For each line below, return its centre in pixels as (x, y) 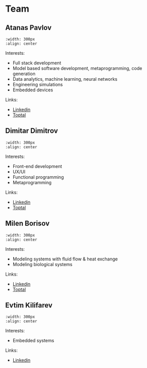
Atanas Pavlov (28, 28)
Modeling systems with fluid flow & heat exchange (65, 259)
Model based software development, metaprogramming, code (77, 68)
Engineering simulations (38, 85)
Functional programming (38, 177)
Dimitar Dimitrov (32, 131)
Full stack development (37, 63)
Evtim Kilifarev (29, 305)
